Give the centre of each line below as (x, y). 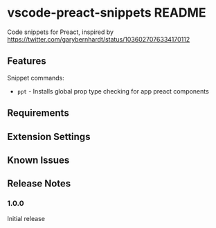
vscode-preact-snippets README (107, 13)
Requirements (38, 113)
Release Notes (39, 184)
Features (27, 61)
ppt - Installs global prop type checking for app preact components (113, 91)
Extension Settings (49, 137)
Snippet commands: (36, 78)
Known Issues (38, 160)
